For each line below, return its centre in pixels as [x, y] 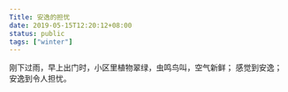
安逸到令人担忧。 [40, 79]
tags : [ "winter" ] [41, 42]
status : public [37, 33]
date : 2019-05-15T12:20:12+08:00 [71, 25]
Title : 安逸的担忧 [40, 17]
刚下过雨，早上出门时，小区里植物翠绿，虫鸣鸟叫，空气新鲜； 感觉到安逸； [146, 67]
